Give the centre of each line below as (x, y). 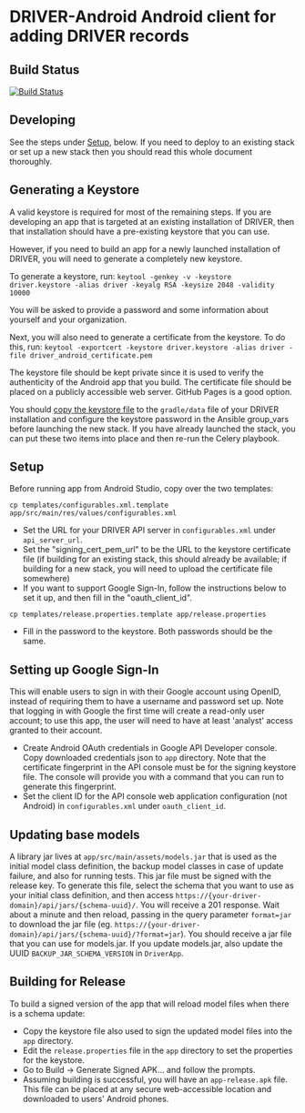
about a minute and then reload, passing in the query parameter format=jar (151, 915)
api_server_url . (53, 540)
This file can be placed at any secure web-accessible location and (147, 1088)
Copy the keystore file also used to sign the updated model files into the (158, 1031)
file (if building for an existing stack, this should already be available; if (155, 559)
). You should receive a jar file (236, 934)
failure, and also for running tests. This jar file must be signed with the (140, 876)
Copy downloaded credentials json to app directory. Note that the (144, 758)
